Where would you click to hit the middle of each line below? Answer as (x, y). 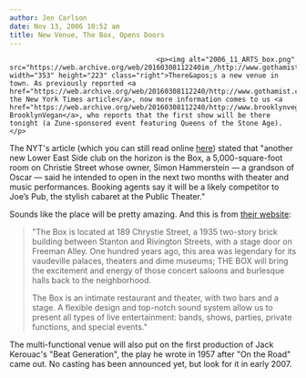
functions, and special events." (90, 327)
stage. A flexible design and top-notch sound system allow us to (152, 308)
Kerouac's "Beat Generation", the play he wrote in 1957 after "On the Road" (150, 354)
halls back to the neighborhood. (92, 281)
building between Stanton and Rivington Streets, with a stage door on (162, 241)
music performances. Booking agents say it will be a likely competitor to (144, 187)
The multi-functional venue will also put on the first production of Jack (142, 345)
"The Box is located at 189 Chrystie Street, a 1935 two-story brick (154, 232)
